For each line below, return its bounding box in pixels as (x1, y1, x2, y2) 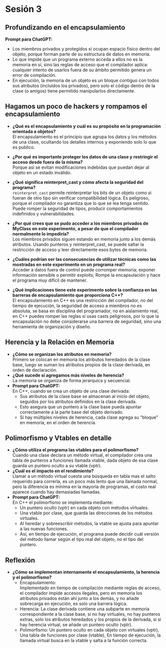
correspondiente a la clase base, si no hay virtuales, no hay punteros (19, 611, 161, 617)
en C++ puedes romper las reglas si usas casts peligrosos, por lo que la (12, 313, 160, 319)
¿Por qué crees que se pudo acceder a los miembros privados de (12, 220, 149, 226)
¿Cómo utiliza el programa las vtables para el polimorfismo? (12, 447, 139, 453)
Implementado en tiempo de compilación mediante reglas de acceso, (19, 585, 161, 591)
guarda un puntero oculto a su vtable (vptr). (12, 463, 102, 469)
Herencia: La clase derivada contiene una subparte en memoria (19, 606, 150, 612)
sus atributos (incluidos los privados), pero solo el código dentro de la (12, 83, 155, 89)
